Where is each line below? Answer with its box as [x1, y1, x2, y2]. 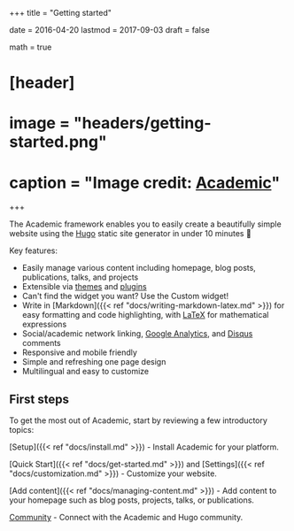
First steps [9, 391, 69, 406]
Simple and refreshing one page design [21, 357, 166, 367]
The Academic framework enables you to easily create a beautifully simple [9, 219, 282, 229]
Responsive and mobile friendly [21, 347, 137, 358]
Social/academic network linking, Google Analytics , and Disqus [21, 328, 253, 339]
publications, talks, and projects [21, 272, 139, 282]
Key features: [9, 245, 58, 256]
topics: [9, 425, 35, 435]
